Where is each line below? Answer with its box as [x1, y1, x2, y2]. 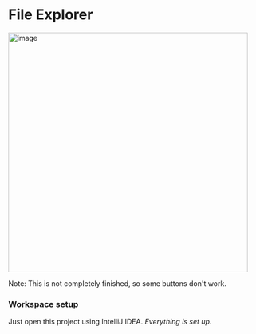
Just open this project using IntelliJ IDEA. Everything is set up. [8, 317, 212, 327]
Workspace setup [8, 298, 79, 309]
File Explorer [8, 6, 93, 24]
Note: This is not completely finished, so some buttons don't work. [8, 278, 227, 288]
